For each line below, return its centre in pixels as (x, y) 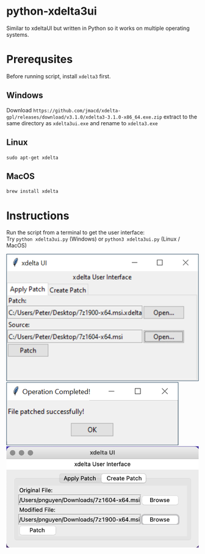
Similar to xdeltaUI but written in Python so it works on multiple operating (98, 28)
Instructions (38, 216)
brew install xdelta (33, 191)
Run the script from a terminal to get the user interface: (76, 233)
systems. (18, 34)
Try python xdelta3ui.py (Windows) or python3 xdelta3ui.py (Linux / (93, 239)
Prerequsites (40, 60)
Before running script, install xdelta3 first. (59, 76)
